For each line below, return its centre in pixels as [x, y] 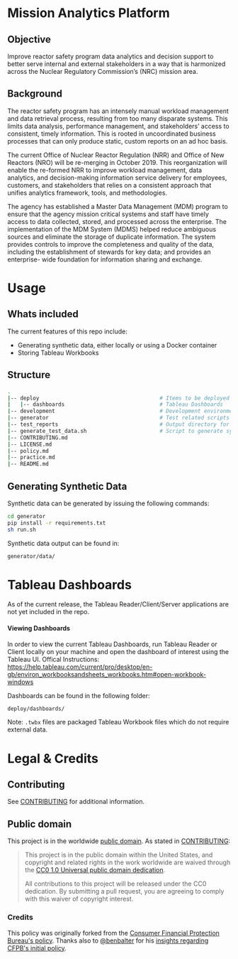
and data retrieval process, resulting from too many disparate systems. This [118, 118]
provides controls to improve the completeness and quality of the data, [111, 244]
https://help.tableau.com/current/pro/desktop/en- [80, 667]
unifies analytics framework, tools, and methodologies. [87, 193]
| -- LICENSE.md [30, 444]
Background [35, 94]
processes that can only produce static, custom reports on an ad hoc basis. [118, 141]
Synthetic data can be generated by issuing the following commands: [108, 503]
